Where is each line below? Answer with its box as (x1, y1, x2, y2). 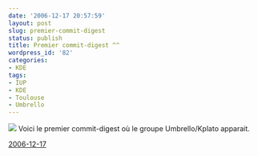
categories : (8, 57, 48, 65)
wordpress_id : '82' (8, 49, 74, 57)
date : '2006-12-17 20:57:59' (8, 11, 106, 20)
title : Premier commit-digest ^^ (8, 42, 120, 50)
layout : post (8, 19, 52, 27)
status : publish (8, 34, 62, 42)
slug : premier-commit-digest (8, 26, 106, 34)
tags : (8, 71, 26, 79)
